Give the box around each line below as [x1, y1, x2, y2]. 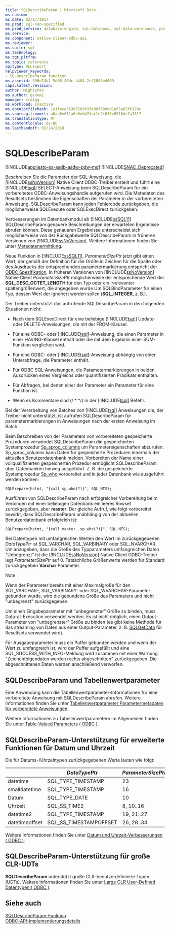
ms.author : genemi [5, 92, 44, 98]
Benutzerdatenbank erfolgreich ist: [5, 517, 77, 523]
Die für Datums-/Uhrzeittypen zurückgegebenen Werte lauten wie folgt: [5, 757, 155, 763]
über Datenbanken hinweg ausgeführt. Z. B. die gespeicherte [5, 466, 133, 472]
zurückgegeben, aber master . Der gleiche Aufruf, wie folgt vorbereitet [5, 506, 152, 512]
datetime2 [8, 811, 32, 818]
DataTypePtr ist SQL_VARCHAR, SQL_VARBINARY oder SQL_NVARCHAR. [5, 541, 157, 547]
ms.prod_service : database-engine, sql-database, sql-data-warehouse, [5, 26, 157, 31]
